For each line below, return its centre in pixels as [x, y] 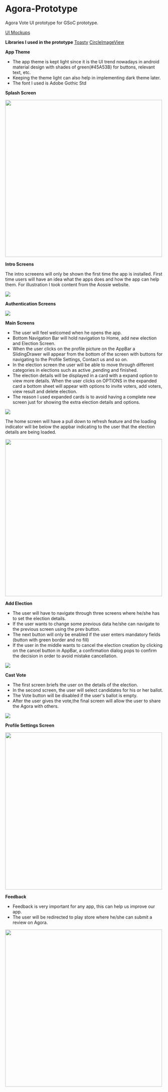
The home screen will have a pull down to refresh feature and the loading [81, 421]
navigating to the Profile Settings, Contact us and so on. [70, 359]
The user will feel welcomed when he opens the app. [67, 332]
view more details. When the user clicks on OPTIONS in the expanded [85, 381]
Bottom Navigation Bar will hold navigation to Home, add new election [85, 338]
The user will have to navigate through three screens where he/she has [86, 613]
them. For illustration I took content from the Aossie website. [67, 284]
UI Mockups [18, 32]
